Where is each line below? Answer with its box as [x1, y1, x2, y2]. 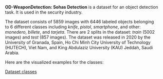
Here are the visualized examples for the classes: [5, 59, 104, 65]
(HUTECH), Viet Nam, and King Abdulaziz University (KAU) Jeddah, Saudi [5, 45, 153, 50]
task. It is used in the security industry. [5, 9, 83, 15]
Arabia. [5, 50, 19, 56]
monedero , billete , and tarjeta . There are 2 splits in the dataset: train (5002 [5, 29, 155, 35]
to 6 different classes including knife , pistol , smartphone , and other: [5, 24, 141, 30]
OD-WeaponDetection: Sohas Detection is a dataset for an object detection [5, 4, 158, 10]
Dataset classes [5, 69, 37, 75]
